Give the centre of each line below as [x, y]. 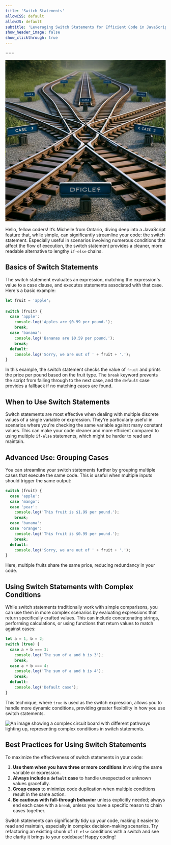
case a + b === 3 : [30, 650]
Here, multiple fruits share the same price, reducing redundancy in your [80, 565]
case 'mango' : [25, 501]
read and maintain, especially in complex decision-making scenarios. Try [82, 826]
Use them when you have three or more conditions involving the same [87, 767]
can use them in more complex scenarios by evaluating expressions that [81, 613]
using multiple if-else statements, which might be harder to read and [78, 436]
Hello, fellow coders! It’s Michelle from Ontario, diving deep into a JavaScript [85, 229]
